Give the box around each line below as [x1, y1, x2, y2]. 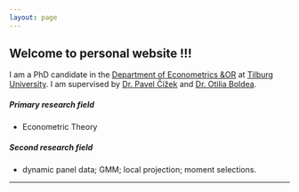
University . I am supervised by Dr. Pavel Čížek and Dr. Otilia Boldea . [9, 79, 257, 90]
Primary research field [9, 100, 95, 110]
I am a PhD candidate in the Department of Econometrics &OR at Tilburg [9, 69, 274, 80]
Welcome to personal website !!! [9, 46, 193, 61]
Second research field [9, 142, 93, 152]
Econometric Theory [21, 122, 98, 132]
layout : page [9, 12, 58, 22]
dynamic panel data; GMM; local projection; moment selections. [21, 164, 256, 175]
